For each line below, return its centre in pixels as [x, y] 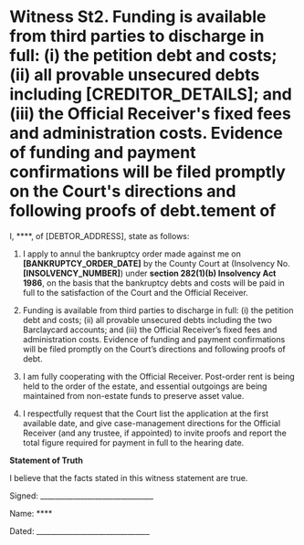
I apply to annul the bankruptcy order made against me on [132, 254]
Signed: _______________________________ [81, 496]
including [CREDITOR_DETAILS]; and [151, 94]
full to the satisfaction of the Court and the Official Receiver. [135, 292]
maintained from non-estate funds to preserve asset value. [133, 395]
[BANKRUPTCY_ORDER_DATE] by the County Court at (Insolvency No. [156, 263]
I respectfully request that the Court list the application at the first [146, 414]
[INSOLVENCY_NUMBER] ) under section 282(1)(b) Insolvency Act [149, 273]
